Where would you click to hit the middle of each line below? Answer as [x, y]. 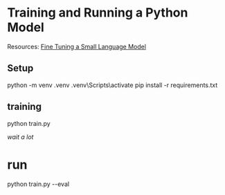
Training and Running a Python [98, 13]
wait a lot [20, 137]
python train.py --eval [38, 184]
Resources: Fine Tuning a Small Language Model [77, 46]
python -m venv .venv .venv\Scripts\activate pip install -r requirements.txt [112, 85]
